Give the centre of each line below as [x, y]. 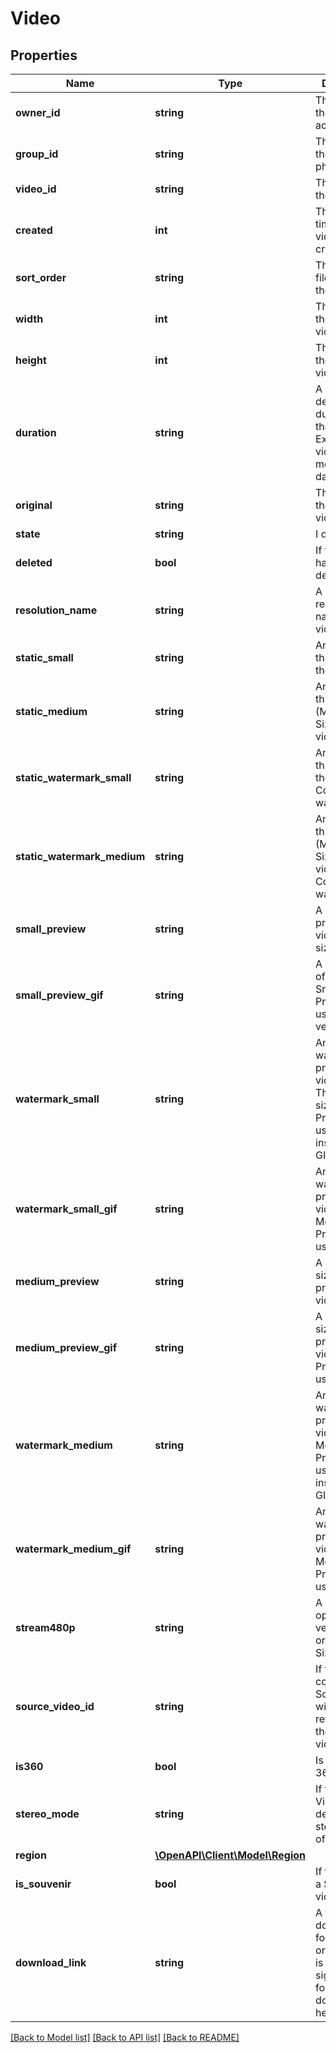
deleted [34, 562]
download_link [51, 1962]
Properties [44, 55]
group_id [37, 154]
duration [36, 432]
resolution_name [56, 610]
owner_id [38, 112]
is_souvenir [43, 1884]
